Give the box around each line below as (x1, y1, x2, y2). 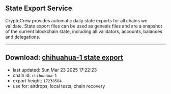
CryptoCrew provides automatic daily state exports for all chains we (5, 17, 148, 23)
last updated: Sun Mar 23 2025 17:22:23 (12, 67, 97, 73)
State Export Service (5, 4, 72, 13)
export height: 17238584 (12, 77, 62, 83)
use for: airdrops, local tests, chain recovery (12, 83, 105, 89)
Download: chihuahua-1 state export (5, 53, 124, 62)
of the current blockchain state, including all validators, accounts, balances (5, 28, 163, 35)
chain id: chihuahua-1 (12, 72, 58, 78)
